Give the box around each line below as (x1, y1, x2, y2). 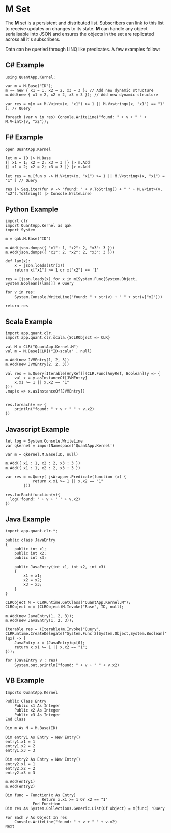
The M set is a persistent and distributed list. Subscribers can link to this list (5, 20, 164, 26)
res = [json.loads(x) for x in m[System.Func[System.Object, (5, 277, 138, 282)
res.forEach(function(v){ (5, 492, 60, 497)
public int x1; (14, 546, 47, 551)
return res (5, 303, 28, 309)
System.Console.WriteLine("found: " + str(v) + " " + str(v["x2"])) (14, 295, 163, 300)
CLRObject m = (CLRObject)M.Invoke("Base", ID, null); (5, 604, 124, 609)
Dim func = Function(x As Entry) (5, 792, 76, 798)
